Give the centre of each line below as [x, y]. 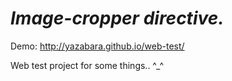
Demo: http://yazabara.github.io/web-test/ [97, 46]
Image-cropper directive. [117, 18]
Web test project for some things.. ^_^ [87, 65]
